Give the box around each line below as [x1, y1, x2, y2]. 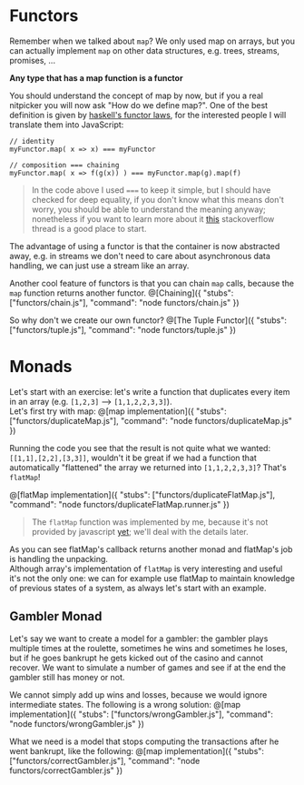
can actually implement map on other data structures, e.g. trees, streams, [9, 45, 279, 55]
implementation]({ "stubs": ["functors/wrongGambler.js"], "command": [9, 709, 274, 720]
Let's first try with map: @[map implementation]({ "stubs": [9, 406, 227, 417]
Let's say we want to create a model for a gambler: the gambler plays [9, 633, 269, 644]
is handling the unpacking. [9, 553, 109, 564]
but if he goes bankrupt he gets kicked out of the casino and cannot [9, 652, 264, 663]
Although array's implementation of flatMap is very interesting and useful [9, 563, 283, 574]
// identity [9, 136, 54, 146]
